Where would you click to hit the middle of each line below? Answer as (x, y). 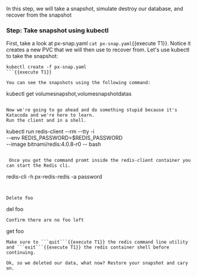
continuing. (21, 253)
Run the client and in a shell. (46, 121)
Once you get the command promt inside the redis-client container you (100, 161)
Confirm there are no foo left (45, 220)
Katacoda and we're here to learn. (50, 115)
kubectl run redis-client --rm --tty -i (50, 131)
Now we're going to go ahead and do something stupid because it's (92, 110)
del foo (15, 209)
